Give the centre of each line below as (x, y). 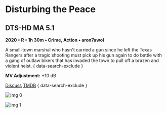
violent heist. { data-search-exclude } (44, 66)
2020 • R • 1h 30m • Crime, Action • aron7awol (55, 40)
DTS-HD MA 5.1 (30, 28)
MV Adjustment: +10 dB (31, 76)
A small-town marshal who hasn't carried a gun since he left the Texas (79, 50)
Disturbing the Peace (51, 9)
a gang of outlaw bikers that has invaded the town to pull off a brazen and (82, 61)
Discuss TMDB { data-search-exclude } (46, 85)
